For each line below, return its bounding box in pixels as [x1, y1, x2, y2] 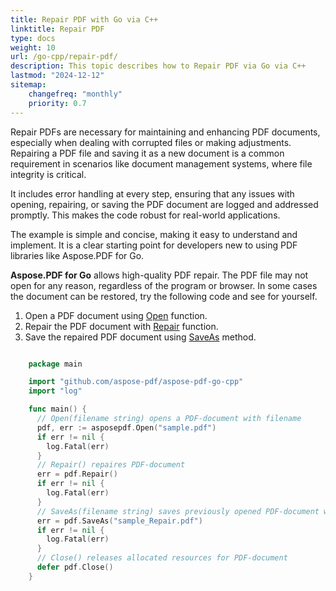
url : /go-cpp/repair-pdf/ [10, 52, 118, 62]
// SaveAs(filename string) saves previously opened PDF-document [36, 506, 320, 516]
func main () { [28, 404, 87, 415]
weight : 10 [10, 42, 56, 53]
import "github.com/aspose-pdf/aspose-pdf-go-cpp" [28, 377, 244, 387]
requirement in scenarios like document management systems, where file [10, 157, 313, 170]
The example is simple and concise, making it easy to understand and [10, 228, 298, 240]
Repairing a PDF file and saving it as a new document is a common [10, 147, 285, 159]
